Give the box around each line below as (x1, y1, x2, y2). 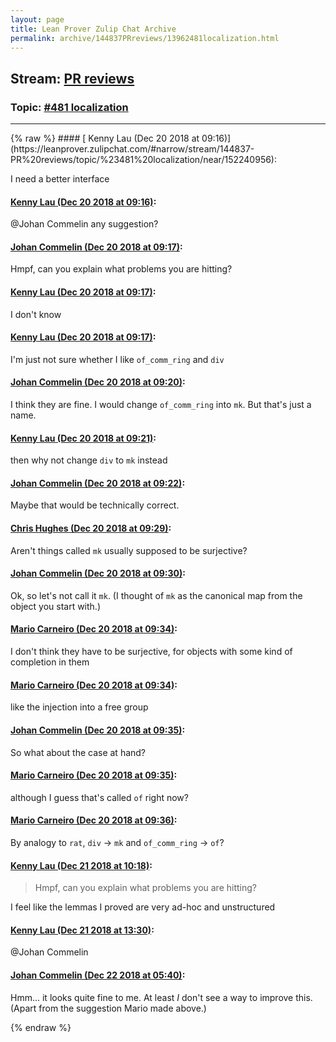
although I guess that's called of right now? (10, 791, 189, 803)
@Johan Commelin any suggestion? (10, 218, 159, 230)
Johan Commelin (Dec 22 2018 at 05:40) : (10, 969, 186, 981)
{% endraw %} (10, 1021, 72, 1033)
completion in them (10, 656, 90, 668)
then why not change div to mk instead (10, 454, 168, 466)
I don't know (10, 308, 62, 320)
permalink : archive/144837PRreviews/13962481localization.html (10, 33, 280, 43)
